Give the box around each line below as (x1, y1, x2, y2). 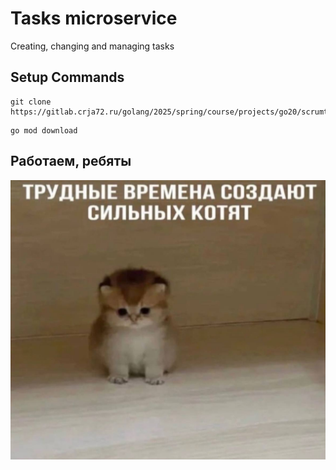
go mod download (10, 125, 78, 136)
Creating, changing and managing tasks (10, 40, 175, 52)
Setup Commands (10, 69, 125, 86)
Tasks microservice (10, 7, 178, 30)
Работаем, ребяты (10, 153, 132, 170)
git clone (10, 97, 52, 107)
